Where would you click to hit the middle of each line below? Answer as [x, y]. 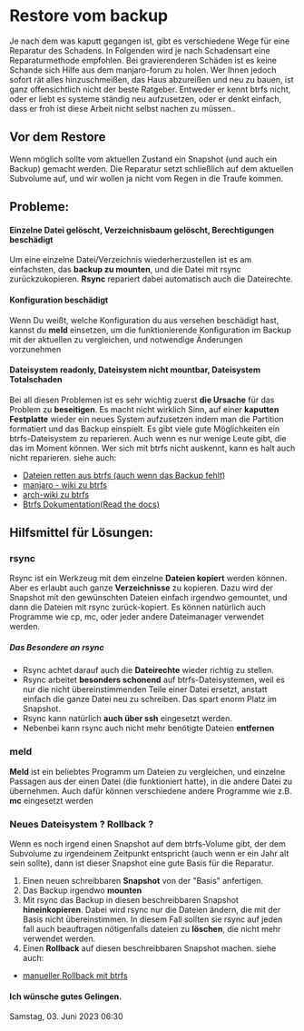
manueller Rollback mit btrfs [75, 976]
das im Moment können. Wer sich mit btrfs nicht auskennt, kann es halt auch [152, 448]
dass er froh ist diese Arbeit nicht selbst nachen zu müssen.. [123, 108]
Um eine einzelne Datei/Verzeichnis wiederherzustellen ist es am [131, 260]
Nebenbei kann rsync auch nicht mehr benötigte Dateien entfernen [148, 729]
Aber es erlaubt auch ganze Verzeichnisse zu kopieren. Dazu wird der [142, 588]
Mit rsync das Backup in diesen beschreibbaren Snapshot [130, 900]
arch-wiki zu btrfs [56, 494]
